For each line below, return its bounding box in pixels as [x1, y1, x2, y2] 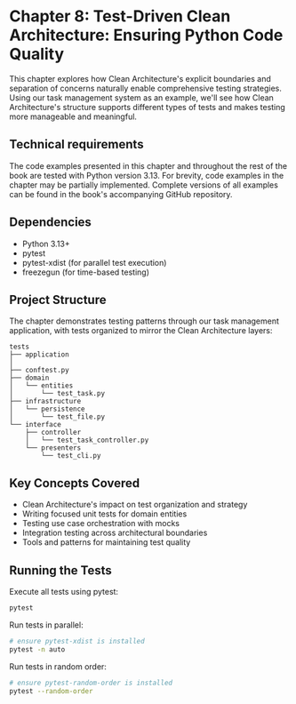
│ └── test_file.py [9, 412, 105, 421]
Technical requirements [9, 137, 144, 152]
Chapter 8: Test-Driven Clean [9, 6, 231, 27]
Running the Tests [9, 563, 113, 578]
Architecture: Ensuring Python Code [9, 25, 284, 45]
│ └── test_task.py [9, 389, 105, 398]
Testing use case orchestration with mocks [21, 518, 180, 529]
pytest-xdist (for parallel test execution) [21, 257, 167, 268]
